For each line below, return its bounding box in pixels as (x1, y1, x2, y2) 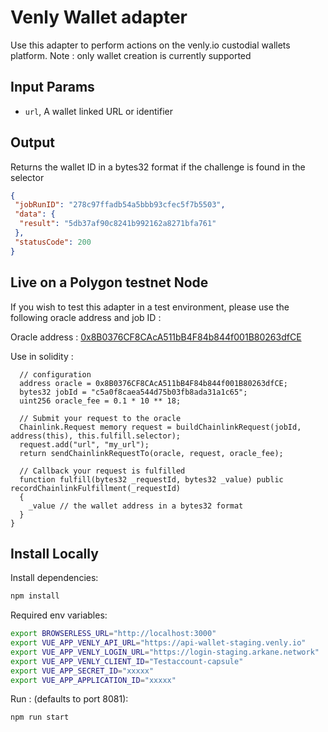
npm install (10, 591, 60, 601)
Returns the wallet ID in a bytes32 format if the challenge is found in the (10, 161, 306, 173)
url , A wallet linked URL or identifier (24, 105, 173, 117)
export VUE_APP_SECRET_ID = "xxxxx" (10, 666, 155, 676)
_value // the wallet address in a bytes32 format (28, 501, 244, 511)
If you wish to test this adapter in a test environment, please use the (10, 301, 290, 313)
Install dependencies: (10, 572, 99, 584)
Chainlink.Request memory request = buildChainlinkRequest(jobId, (19, 422, 302, 432)
